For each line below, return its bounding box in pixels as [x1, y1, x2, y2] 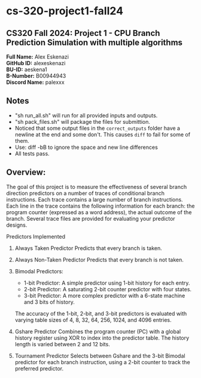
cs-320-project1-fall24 [6, 4, 124, 18]
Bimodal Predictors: [14, 267, 64, 275]
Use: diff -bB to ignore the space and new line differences [14, 144, 159, 151]
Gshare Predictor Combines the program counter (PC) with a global [14, 328, 181, 335]
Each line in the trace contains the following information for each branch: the [6, 202, 195, 209]
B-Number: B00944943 [6, 72, 66, 79]
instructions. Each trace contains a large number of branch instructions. [6, 196, 184, 203]
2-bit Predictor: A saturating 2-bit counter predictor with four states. [23, 285, 192, 292]
